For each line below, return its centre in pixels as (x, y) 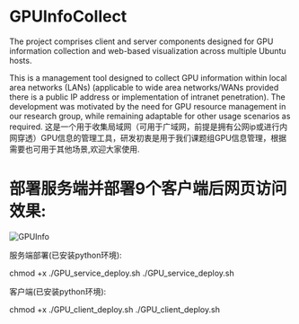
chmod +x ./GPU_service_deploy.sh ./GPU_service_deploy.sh (122, 273)
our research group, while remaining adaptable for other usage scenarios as (150, 116)
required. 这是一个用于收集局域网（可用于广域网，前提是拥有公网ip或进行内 (149, 127)
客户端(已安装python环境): (58, 291)
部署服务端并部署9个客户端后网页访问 (148, 189)
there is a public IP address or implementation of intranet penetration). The (147, 97)
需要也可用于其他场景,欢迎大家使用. (75, 149)
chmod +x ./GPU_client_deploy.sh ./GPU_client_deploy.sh (114, 309)
